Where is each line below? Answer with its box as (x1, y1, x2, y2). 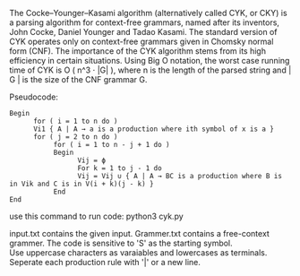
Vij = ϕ (77, 156, 106, 165)
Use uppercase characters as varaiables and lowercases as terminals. (9, 247, 268, 258)
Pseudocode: (9, 91, 58, 102)
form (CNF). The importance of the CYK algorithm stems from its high (9, 46, 267, 56)
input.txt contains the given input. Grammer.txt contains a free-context (9, 229, 270, 238)
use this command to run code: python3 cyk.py (9, 211, 184, 221)
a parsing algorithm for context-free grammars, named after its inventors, (9, 17, 280, 28)
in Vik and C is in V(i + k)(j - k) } (9, 179, 154, 188)
